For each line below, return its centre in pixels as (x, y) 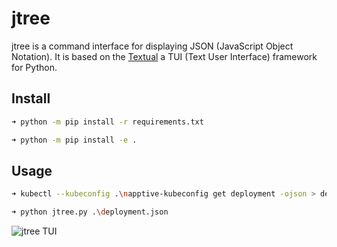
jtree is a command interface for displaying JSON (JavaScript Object (152, 46)
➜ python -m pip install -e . (74, 140)
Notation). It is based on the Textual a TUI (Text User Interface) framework (164, 56)
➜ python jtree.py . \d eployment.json (90, 212)
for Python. (34, 67)
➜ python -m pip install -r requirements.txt (107, 122)
